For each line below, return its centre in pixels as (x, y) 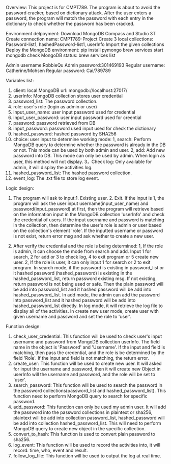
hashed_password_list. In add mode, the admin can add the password (86, 295)
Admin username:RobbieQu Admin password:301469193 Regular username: (85, 65)
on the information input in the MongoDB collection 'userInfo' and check (89, 214)
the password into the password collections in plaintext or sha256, (83, 412)
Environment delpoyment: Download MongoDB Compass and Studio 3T (81, 33)
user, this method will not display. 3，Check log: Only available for (82, 161)
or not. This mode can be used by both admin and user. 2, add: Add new (89, 150)
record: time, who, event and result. (50, 450)
